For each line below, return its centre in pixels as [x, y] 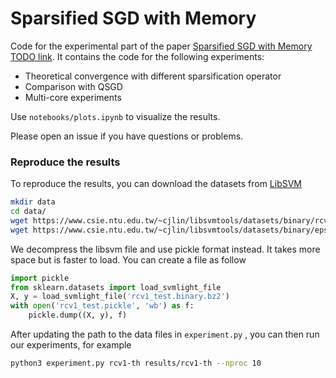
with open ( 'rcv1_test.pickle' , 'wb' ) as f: [102, 306]
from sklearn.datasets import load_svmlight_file [116, 287]
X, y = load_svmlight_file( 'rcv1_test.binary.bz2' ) [120, 297]
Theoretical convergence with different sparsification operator [153, 76]
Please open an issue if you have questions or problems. [127, 136]
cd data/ [28, 212]
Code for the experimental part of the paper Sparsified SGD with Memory [161, 46]
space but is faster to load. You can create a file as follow [128, 259]
